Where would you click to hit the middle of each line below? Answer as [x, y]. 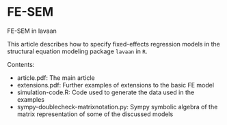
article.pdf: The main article [56, 78]
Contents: [21, 64]
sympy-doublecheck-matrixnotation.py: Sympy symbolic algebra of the [117, 107]
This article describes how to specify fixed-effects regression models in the [113, 44]
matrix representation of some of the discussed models [95, 114]
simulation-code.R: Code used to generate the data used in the [106, 92]
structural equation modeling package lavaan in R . [77, 51]
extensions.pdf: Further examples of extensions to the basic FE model [115, 85]
